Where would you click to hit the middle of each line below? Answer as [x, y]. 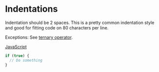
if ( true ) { [17, 56]
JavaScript [16, 47]
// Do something [26, 60]
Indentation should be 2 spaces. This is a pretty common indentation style [80, 23]
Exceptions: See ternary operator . [39, 37]
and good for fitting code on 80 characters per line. [57, 27]
